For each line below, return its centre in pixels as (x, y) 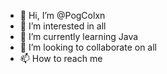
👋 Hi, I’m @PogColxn (62, 15)
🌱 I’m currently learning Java (79, 36)
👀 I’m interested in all (63, 26)
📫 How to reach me (61, 58)
